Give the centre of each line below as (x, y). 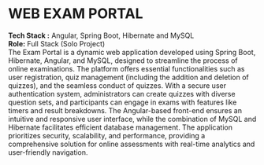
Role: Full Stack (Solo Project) (57, 43)
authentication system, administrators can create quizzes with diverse (122, 93)
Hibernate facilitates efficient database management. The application (120, 127)
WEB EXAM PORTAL (76, 14)
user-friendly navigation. (48, 152)
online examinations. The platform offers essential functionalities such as (126, 68)
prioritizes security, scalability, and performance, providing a (107, 135)
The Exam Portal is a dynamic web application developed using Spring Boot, (132, 52)
